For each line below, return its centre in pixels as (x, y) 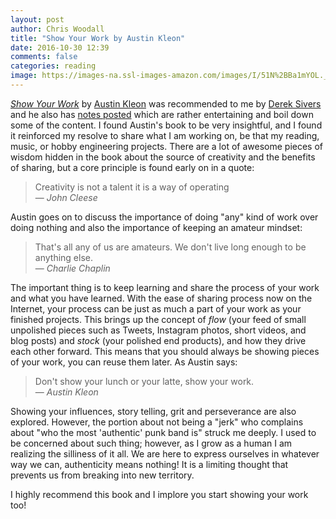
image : (24, 76)
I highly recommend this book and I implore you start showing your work (159, 494)
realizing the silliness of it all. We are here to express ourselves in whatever (165, 453)
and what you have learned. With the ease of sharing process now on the (161, 298)
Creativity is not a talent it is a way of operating (132, 187)
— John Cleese (66, 197)
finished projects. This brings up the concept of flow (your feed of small (158, 319)
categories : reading (53, 66)
